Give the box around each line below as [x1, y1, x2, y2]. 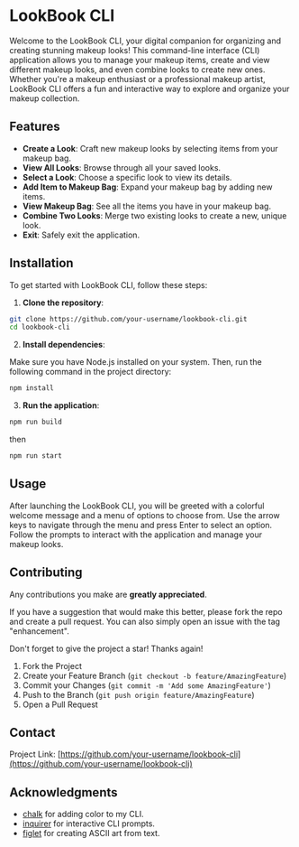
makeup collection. [9, 92, 80, 104]
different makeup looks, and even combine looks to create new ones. [9, 64, 266, 75]
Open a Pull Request [22, 699, 99, 710]
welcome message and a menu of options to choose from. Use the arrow [9, 509, 281, 520]
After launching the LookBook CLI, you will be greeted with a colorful [9, 500, 265, 511]
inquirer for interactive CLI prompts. [22, 818, 156, 829]
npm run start [9, 451, 63, 461]
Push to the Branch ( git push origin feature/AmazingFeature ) [22, 689, 255, 700]
